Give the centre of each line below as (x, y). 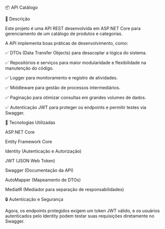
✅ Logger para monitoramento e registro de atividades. (61, 78)
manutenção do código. (29, 68)
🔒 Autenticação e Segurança (34, 199)
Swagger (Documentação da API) (39, 170)
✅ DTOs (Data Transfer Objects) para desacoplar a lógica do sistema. (76, 53)
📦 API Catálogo (22, 7)
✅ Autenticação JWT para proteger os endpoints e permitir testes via (76, 107)
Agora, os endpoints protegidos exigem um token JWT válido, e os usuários (82, 211)
